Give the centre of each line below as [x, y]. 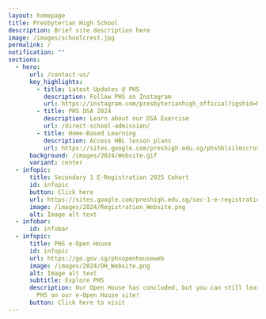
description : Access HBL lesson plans [107, 141]
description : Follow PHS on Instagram [107, 97]
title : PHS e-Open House [70, 244]
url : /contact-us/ [59, 74]
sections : [25, 60]
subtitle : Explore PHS [66, 281]
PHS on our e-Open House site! [88, 295]
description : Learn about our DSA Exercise [116, 119]
